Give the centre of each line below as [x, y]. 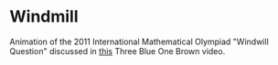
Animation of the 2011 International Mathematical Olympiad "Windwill [139, 42]
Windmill [44, 17]
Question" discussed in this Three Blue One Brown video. [118, 51]
